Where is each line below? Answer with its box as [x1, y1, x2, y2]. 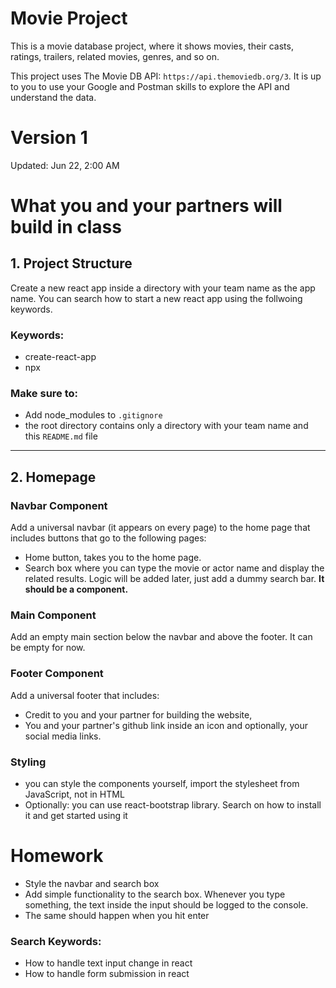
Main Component [10, 608, 97, 622]
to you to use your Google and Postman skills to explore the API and [10, 80, 290, 92]
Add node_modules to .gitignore [24, 409, 163, 421]
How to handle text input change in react [24, 957, 193, 969]
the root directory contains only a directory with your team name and [24, 420, 309, 432]
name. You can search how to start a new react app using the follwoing [10, 292, 303, 304]
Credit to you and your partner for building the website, [24, 708, 253, 721]
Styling [10, 755, 47, 769]
